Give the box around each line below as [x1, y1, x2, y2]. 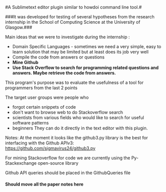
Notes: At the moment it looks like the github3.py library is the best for [5, 135, 148, 140]
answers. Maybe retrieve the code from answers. [12, 70, 116, 76]
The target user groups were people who [5, 94, 89, 100]
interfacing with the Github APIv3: [5, 140, 74, 146]
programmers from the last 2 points [5, 85, 78, 91]
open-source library [38, 160, 79, 166]
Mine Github [12, 60, 39, 65]
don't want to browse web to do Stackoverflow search [12, 109, 123, 115]
